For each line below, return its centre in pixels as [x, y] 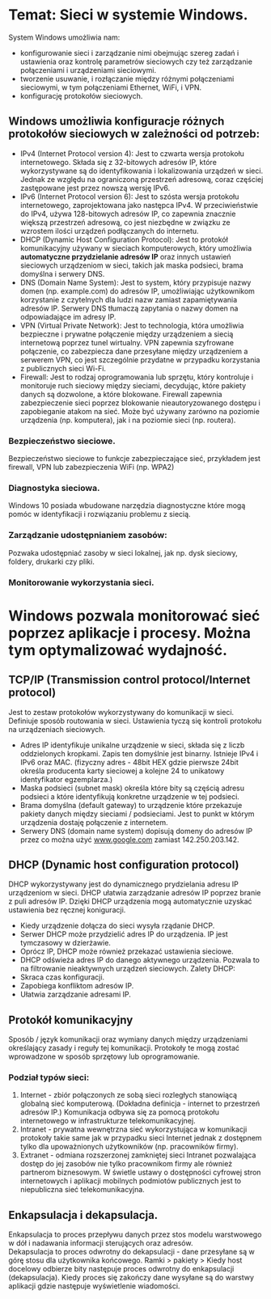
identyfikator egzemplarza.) [66, 779]
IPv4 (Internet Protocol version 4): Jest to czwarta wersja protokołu [132, 153]
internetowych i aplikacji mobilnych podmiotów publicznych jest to [130, 1181]
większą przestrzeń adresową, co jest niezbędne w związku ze [125, 222]
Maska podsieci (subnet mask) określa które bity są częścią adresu [132, 788]
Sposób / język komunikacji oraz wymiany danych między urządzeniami [128, 1039]
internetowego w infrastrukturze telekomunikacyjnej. [108, 1121]
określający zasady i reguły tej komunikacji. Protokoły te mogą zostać [124, 1048]
